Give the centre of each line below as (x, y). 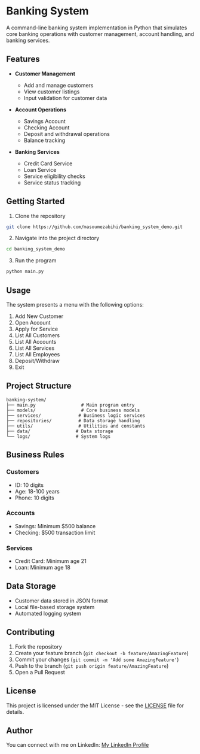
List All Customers (37, 335)
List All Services (35, 348)
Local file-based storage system (55, 607)
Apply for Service (36, 329)
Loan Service (40, 169)
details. (15, 711)
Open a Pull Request (40, 672)
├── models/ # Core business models (73, 410)
